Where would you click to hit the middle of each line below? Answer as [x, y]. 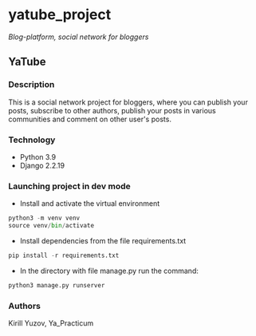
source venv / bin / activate [51, 226]
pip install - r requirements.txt [64, 255]
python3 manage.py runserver [57, 285]
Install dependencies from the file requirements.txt [103, 240]
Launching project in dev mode [69, 186]
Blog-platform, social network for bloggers [79, 37]
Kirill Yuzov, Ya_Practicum [51, 323]
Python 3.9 [38, 156]
